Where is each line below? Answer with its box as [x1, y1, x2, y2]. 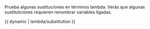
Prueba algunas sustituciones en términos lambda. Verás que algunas [4, 4, 145, 10]
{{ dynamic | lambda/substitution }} [4, 19, 76, 24]
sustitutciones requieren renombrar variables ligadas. [4, 9, 112, 15]
